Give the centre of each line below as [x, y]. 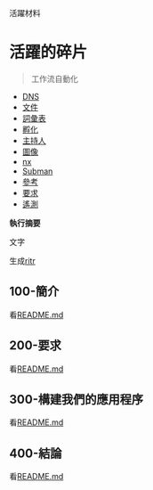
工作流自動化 [54, 78]
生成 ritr [22, 260]
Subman [37, 171]
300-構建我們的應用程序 [76, 399]
